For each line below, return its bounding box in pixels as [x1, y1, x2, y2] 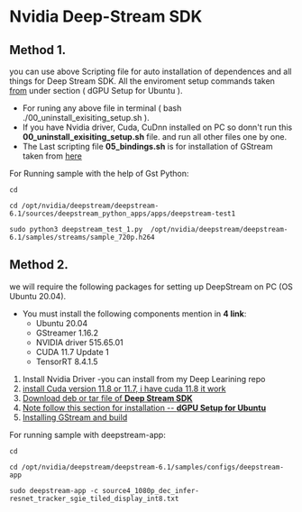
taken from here [22, 151, 83, 161]
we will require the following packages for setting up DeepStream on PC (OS [9, 281, 293, 292]
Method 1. [9, 42, 67, 58]
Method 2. [9, 257, 69, 272]
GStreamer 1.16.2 [35, 327, 99, 338]
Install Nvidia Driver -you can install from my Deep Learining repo [22, 373, 266, 384]
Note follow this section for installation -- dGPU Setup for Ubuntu [22, 402, 267, 413]
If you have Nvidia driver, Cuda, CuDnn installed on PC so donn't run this [22, 122, 293, 133]
